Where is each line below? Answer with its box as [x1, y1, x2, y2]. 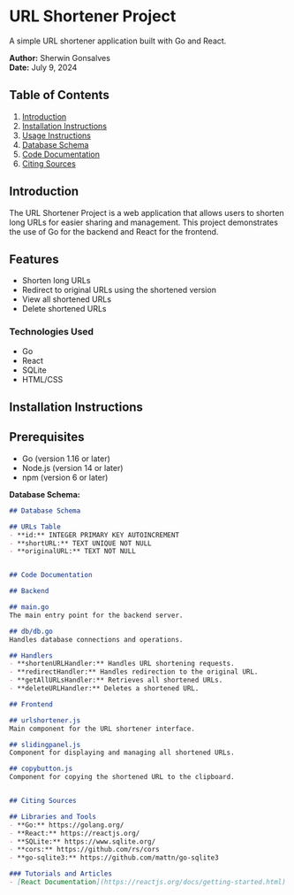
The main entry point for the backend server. [9, 611, 184, 620]
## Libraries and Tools [9, 812, 97, 821]
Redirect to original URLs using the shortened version [21, 285, 216, 296]
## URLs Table [9, 522, 62, 531]
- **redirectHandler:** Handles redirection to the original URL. [9, 667, 259, 676]
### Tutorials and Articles [9, 869, 113, 878]
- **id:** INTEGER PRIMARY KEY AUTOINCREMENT [9, 530, 179, 539]
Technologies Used [9, 326, 94, 338]
